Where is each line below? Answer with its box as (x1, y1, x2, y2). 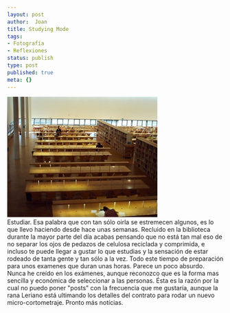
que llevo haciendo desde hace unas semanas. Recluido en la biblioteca (7, 225, 211, 233)
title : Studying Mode (7, 25, 69, 32)
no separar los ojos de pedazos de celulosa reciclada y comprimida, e (7, 239, 205, 248)
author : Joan (7, 18, 48, 25)
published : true (7, 69, 54, 76)
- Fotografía (7, 40, 45, 47)
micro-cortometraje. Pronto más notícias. (7, 298, 124, 306)
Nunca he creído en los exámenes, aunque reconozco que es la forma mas (7, 269, 220, 277)
